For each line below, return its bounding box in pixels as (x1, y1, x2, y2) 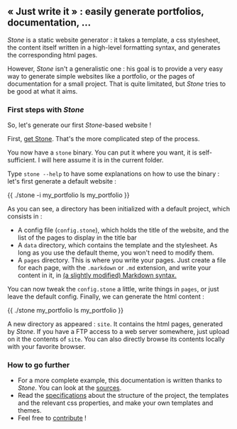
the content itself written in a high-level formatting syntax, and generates (7, 43, 221, 52)
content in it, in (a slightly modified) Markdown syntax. (17, 271, 177, 279)
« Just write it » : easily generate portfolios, (7, 6, 204, 18)
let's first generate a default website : (7, 177, 117, 186)
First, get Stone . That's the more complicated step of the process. (7, 135, 200, 143)
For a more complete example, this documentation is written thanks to (17, 376, 222, 385)
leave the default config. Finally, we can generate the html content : (7, 292, 204, 301)
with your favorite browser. (7, 342, 87, 351)
